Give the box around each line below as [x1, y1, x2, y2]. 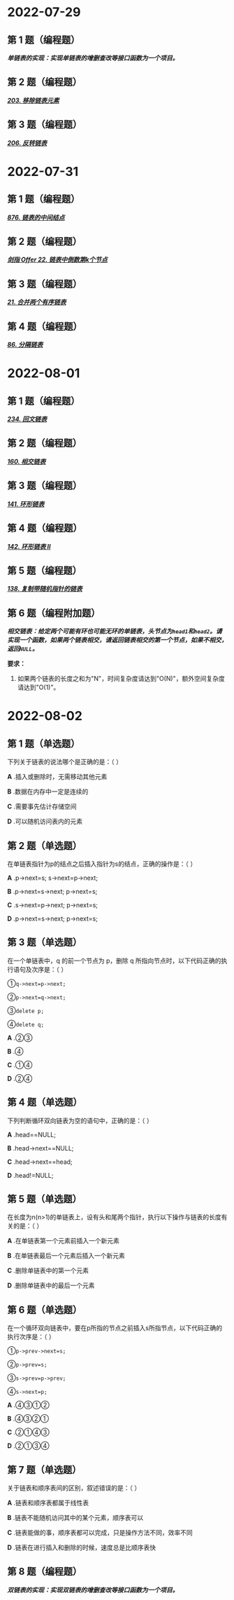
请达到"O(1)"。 [17, 683, 60, 691]
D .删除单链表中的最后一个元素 [7, 1281, 96, 1290]
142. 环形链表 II [7, 542, 51, 550]
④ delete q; [7, 1019, 44, 1028]
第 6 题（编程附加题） [7, 607, 101, 619]
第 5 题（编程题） [7, 564, 82, 576]
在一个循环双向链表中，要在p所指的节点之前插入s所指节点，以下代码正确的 [7, 1324, 222, 1332]
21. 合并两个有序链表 [7, 298, 66, 306]
